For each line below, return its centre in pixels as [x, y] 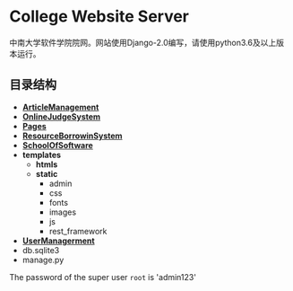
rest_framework [78, 231]
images [63, 212]
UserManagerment [59, 241]
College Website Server [99, 17]
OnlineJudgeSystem [61, 116]
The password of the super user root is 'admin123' [103, 277]
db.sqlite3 [41, 250]
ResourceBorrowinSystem [72, 136]
